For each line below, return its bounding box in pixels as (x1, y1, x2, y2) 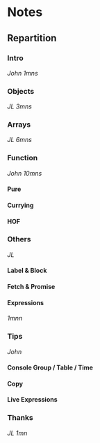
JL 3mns (7, 102, 33, 111)
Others (7, 234, 31, 244)
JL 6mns (7, 136, 33, 144)
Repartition (7, 32, 57, 44)
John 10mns (7, 169, 42, 177)
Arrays (7, 120, 31, 129)
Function (7, 153, 38, 163)
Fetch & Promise (7, 283, 56, 291)
